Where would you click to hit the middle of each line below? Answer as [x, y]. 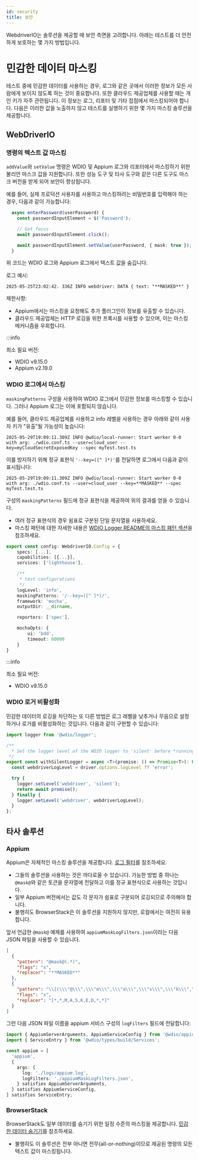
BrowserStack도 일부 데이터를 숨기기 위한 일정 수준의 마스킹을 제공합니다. [92, 1124]
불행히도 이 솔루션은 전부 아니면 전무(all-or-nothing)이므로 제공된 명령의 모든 [104, 1144]
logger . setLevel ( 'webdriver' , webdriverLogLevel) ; [81, 800]
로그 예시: [17, 275]
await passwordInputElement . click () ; [63, 234]
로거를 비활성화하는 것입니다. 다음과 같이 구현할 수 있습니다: [91, 723]
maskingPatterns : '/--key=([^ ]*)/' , [63, 596]
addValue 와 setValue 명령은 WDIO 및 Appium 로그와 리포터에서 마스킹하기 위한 [98, 167]
